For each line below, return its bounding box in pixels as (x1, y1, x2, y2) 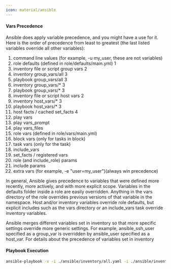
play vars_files (13, 125, 44, 131)
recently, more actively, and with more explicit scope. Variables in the (6, 183, 151, 189)
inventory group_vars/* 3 (13, 82, 65, 88)
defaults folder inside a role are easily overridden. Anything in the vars (6, 188, 153, 195)
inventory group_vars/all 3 (13, 71, 68, 77)
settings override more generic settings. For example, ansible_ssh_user (6, 225, 155, 231)
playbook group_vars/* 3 (13, 87, 65, 93)
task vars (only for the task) (13, 141, 71, 147)
